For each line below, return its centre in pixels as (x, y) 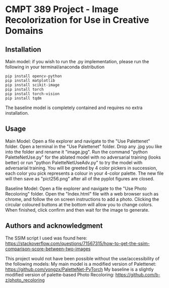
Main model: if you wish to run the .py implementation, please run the (77, 61)
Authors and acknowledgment (54, 226)
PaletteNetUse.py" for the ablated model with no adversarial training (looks (83, 157)
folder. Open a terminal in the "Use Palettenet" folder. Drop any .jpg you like (84, 146)
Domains (24, 31)
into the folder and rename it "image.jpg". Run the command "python (76, 152)
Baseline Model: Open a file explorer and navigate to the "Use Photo (76, 188)
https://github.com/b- (138, 274)
